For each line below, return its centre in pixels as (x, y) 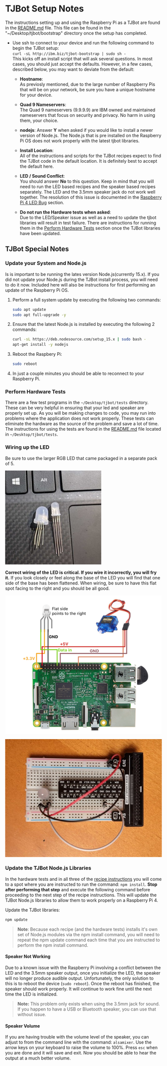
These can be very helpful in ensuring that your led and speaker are (75, 408)
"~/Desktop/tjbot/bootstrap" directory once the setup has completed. (76, 33)
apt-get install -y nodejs (40, 345)
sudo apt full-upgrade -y (39, 315)
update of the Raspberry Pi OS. (37, 290)
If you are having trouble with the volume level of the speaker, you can (77, 1037)
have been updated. (40, 233)
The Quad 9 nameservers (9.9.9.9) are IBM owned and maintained (87, 110)
